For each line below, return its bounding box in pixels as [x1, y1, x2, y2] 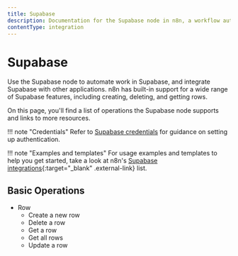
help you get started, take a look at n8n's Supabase [7, 157, 158, 165]
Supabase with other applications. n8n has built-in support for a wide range [7, 85, 228, 94]
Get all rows [28, 233, 64, 242]
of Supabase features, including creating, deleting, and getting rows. [7, 93, 208, 101]
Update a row [28, 241, 68, 250]
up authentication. [7, 135, 60, 144]
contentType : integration [7, 23, 84, 30]
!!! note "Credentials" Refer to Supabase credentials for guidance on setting [7, 128, 228, 136]
